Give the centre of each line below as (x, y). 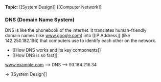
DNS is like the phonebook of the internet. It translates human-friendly (76, 30)
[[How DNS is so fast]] (35, 55)
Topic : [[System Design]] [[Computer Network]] (53, 7)
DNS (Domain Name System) (40, 20)
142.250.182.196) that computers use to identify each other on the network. (81, 41)
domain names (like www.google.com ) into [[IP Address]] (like (68, 36)
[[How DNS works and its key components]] (57, 50)
